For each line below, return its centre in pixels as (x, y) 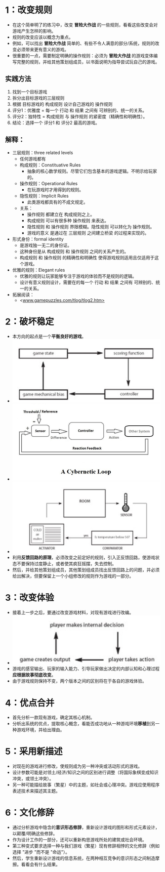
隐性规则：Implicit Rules (44, 196)
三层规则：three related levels (42, 152)
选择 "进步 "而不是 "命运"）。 (41, 852)
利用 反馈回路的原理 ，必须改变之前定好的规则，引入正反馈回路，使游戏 (84, 557)
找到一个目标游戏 (30, 91)
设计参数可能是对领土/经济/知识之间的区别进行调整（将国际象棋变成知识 (85, 772)
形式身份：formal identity (38, 239)
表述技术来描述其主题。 (36, 791)
